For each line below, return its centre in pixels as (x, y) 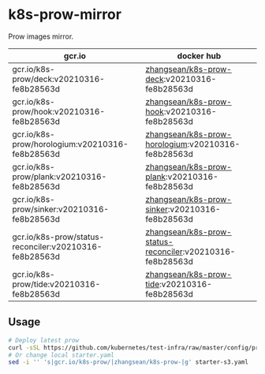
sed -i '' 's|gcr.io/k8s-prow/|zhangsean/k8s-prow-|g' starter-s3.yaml (128, 362)
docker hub (199, 55)
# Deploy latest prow (44, 340)
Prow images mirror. (41, 36)
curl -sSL (24, 348)
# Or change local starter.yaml (61, 355)
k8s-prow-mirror (65, 15)
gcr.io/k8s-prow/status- (58, 237)
